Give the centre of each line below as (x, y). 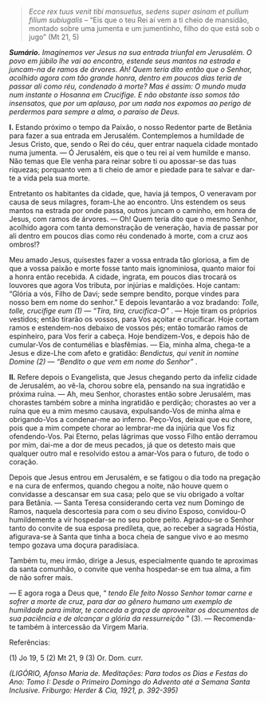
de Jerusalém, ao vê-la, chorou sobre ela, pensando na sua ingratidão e (127, 385)
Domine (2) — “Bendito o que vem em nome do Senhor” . (103, 361)
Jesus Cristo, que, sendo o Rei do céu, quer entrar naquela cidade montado (134, 144)
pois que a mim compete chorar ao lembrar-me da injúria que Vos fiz (122, 428)
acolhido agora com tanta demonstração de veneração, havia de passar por (134, 227)
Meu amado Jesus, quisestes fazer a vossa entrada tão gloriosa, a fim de (129, 260)
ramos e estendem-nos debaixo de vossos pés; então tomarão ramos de (128, 328)
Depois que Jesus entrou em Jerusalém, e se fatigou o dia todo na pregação (135, 477)
